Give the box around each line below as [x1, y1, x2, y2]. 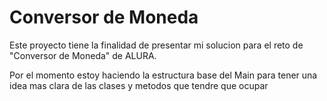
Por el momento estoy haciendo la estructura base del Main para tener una [9, 69, 318, 81]
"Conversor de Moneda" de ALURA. [9, 49, 157, 61]
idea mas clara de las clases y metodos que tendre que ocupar [9, 79, 269, 91]
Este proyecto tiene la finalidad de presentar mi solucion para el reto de [9, 39, 304, 51]
